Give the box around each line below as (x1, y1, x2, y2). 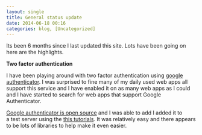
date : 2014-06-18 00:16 (6, 20, 66, 26)
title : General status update (6, 14, 83, 20)
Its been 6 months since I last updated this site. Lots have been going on (6, 42, 186, 49)
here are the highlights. (6, 49, 64, 56)
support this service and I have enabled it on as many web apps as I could (6, 85, 191, 92)
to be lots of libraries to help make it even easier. (6, 122, 127, 130)
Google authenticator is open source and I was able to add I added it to (6, 109, 183, 116)
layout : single (6, 8, 45, 15)
